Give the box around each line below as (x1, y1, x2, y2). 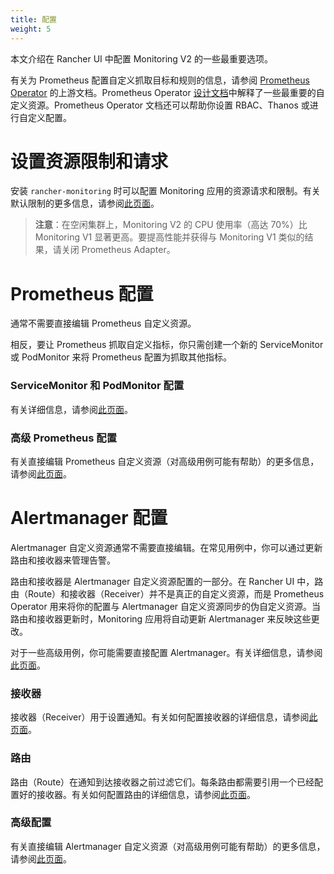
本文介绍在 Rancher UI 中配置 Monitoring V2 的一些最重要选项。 (10, 52, 273, 65)
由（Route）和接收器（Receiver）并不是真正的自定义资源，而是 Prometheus (10, 587, 325, 600)
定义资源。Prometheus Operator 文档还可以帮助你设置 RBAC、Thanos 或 (10, 99, 310, 111)
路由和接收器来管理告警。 (10, 554, 116, 566)
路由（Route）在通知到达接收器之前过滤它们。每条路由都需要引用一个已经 (10, 776, 315, 788)
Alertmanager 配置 (10, 507, 168, 530)
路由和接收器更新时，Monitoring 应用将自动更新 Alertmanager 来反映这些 (10, 612, 312, 625)
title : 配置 (10, 14, 57, 25)
